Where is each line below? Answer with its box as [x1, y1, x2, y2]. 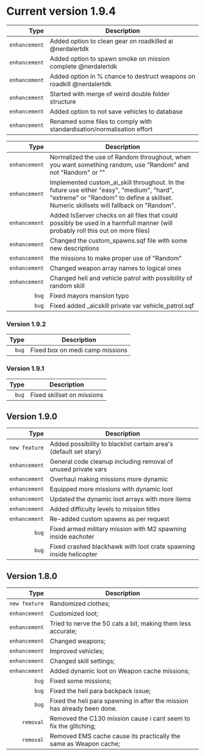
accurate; [49, 627, 77, 635]
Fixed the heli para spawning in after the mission [49, 697, 189, 705]
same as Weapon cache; [49, 739, 120, 748]
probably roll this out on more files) [49, 226, 151, 235]
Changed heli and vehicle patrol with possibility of [49, 274, 193, 282]
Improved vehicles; [49, 647, 104, 656]
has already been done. [49, 705, 118, 713]
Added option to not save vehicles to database [49, 107, 183, 116]
